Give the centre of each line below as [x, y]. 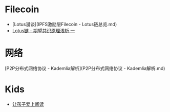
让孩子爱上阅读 [28, 104]
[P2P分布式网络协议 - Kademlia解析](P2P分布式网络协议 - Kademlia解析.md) [85, 68]
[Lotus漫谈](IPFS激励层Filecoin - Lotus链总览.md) [65, 24]
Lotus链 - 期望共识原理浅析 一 [44, 30]
